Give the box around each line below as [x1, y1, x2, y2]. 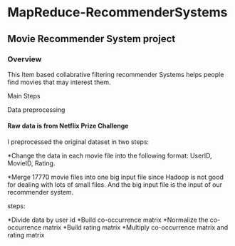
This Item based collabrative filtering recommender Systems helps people [7, 70, 224, 78]
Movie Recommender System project [7, 33, 176, 45]
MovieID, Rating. [7, 159, 56, 168]
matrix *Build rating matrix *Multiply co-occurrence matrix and [42, 223, 229, 232]
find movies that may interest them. [7, 78, 112, 86]
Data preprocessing [7, 105, 66, 114]
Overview [7, 54, 42, 64]
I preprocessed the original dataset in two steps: [7, 138, 150, 146]
